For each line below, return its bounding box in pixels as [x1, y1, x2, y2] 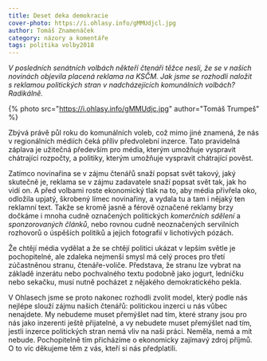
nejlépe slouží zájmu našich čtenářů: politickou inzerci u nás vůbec [8, 301, 228, 311]
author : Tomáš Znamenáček [8, 26, 94, 34]
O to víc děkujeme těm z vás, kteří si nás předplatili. [8, 343, 178, 353]
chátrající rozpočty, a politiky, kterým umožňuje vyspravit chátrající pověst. [8, 153, 253, 163]
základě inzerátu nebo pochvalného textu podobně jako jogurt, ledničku [8, 269, 245, 279]
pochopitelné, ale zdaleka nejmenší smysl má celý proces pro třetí [8, 252, 226, 261]
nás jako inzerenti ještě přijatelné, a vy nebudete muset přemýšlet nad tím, [8, 318, 253, 328]
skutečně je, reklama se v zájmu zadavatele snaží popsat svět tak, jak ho [8, 177, 247, 187]
